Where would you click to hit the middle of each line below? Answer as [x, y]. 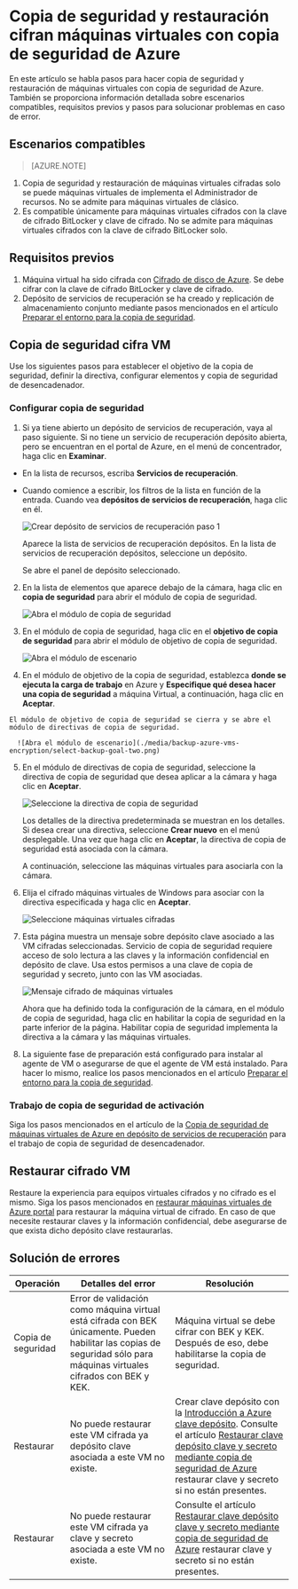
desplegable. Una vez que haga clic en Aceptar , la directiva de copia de [154, 839]
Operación [37, 1283]
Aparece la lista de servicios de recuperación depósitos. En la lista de [149, 543]
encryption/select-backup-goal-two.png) [85, 751]
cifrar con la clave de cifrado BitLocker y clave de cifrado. [128, 289]
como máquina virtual [115, 1309]
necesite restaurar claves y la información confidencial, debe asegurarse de [148, 1221]
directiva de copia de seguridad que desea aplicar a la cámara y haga [149, 776]
